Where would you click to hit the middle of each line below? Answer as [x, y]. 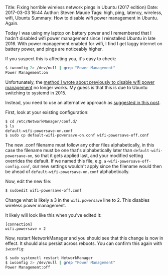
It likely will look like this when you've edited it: [53, 215]
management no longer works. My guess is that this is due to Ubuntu [76, 87]
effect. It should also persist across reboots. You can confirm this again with [84, 243]
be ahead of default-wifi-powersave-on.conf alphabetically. [67, 172]
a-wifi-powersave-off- [127, 162]
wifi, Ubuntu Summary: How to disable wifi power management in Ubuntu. [82, 18]
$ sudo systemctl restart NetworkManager [49, 258]
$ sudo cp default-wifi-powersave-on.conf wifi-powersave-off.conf [77, 135]
